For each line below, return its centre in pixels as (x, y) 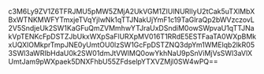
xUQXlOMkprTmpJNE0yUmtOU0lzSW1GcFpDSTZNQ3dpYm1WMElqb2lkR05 (131, 45)
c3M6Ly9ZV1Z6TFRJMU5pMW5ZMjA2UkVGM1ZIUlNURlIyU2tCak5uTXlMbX (132, 11)
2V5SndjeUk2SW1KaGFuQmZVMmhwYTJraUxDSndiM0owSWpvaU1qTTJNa (131, 28)
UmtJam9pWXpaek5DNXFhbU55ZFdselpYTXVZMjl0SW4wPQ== (113, 61)
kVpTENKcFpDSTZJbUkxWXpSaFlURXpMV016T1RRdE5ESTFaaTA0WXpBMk (132, 36)
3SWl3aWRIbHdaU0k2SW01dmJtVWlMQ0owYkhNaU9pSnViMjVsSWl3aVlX (130, 53)
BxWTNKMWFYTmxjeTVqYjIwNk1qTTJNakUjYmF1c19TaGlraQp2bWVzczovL (131, 20)
